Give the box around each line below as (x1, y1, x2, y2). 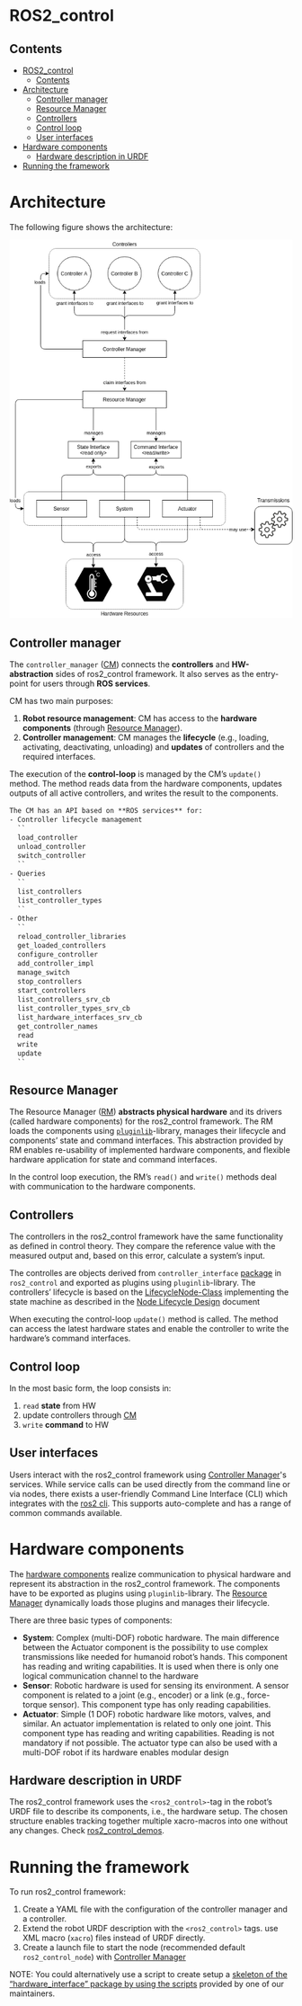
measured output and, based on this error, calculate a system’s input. (9, 1251, 265, 1262)
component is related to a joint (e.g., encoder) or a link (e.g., (22, 1689, 245, 1700)
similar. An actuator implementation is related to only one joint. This (22, 1718, 271, 1729)
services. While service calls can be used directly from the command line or (9, 1478, 290, 1489)
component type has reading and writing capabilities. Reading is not (22, 1727, 275, 1738)
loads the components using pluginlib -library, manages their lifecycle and (9, 1126, 286, 1137)
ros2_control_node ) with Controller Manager (22, 1952, 186, 1963)
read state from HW (22, 1400, 96, 1411)
